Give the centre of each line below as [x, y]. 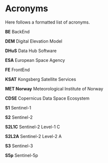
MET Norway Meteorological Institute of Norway [54, 88]
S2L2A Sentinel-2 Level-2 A [33, 136]
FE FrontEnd [18, 70]
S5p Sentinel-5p [22, 155]
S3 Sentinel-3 [19, 146]
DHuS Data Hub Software [31, 51]
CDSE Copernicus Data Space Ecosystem [47, 98]
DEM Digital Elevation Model [34, 41]
